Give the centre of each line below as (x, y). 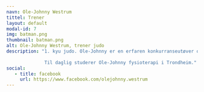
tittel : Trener (25, 18)
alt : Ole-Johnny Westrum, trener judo (55, 46)
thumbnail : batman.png (35, 40)
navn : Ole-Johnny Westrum (39, 12)
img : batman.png (27, 34)
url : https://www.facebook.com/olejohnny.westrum (84, 79)
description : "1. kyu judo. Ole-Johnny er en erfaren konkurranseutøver (100, 51)
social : (16, 68)
